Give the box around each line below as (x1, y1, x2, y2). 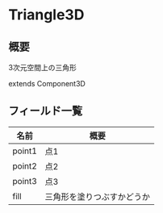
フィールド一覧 (8, 104, 83, 118)
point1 (12, 145, 38, 157)
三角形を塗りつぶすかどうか (44, 191, 151, 203)
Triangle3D (8, 6, 85, 24)
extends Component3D (8, 79, 86, 88)
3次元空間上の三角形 (8, 63, 77, 72)
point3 (12, 175, 38, 186)
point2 (12, 160, 38, 171)
